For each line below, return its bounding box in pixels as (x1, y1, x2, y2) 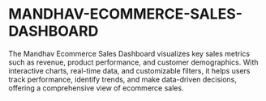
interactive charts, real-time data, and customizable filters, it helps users (8, 65, 251, 75)
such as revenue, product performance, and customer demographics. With (8, 57, 259, 67)
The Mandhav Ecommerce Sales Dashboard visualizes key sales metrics (8, 48, 250, 58)
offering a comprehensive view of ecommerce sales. (8, 82, 184, 93)
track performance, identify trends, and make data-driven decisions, (8, 74, 238, 84)
